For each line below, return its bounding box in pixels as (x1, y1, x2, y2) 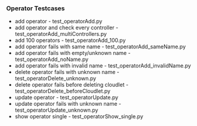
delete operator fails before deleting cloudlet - (14, 81, 129, 88)
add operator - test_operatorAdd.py (14, 18, 103, 25)
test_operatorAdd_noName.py (14, 56, 88, 63)
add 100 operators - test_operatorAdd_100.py (14, 37, 126, 44)
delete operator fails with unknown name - (14, 69, 119, 76)
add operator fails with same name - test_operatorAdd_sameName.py (14, 43, 186, 50)
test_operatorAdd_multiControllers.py (14, 30, 107, 38)
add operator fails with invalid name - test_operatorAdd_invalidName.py (14, 62, 191, 69)
